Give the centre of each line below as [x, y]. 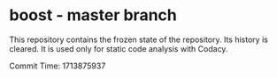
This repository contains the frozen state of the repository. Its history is [138, 39]
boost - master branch [93, 15]
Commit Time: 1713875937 [58, 66]
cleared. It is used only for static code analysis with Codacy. [119, 48]
